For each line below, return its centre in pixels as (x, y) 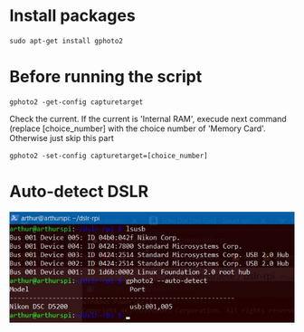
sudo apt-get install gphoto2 (66, 41)
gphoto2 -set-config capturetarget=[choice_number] (109, 156)
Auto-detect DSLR (79, 192)
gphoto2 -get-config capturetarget (76, 102)
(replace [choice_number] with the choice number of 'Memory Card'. (138, 128)
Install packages (72, 16)
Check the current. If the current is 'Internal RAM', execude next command (148, 119)
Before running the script (106, 77)
